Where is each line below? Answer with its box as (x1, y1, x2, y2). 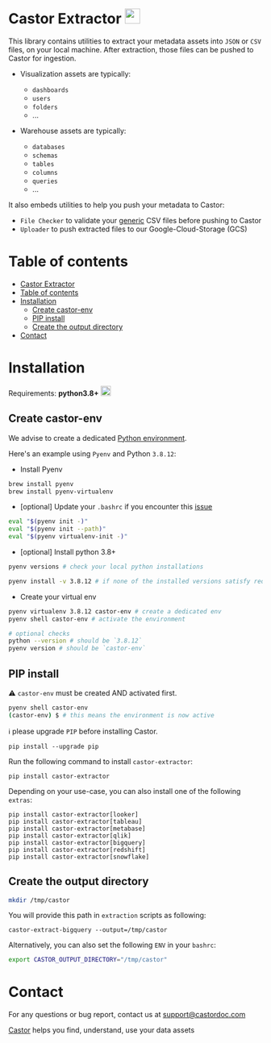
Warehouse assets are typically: (19, 126, 127, 135)
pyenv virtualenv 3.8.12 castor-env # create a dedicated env (8, 607, 222, 616)
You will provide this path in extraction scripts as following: (8, 911, 206, 920)
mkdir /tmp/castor (8, 895, 70, 904)
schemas (31, 152, 58, 160)
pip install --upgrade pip (8, 742, 99, 750)
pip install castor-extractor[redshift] (8, 846, 147, 854)
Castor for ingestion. (8, 53, 77, 63)
